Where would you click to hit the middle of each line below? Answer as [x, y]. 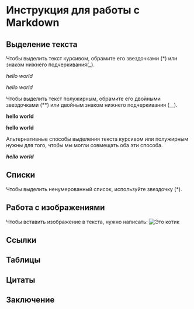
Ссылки [21, 240]
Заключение [30, 300]
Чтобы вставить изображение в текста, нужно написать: [77, 222]
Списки [21, 175]
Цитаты [21, 280]
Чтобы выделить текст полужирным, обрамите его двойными [83, 99]
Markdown [33, 23]
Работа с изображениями [56, 208]
